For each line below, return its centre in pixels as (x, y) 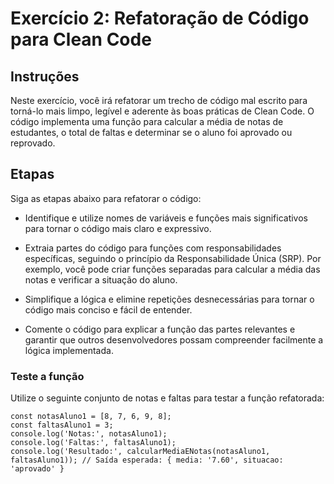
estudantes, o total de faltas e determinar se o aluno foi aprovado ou (151, 132)
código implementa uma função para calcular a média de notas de (147, 121)
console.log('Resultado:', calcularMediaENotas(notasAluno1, (140, 452)
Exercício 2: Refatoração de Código (160, 18)
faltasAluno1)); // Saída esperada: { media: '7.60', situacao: (147, 460)
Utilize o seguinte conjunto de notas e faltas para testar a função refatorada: (167, 398)
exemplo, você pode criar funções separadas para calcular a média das (172, 269)
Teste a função (47, 376)
